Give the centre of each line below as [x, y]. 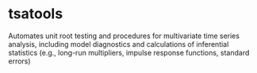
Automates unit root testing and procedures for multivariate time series [124, 36]
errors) [19, 61]
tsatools [36, 14]
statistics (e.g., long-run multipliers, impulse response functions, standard [129, 52]
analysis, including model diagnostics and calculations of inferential [119, 44]
